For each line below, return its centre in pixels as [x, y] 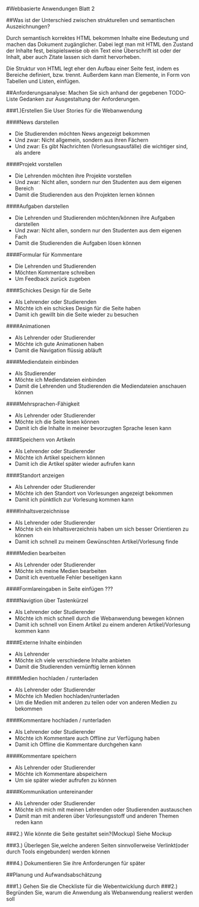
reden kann [29, 822]
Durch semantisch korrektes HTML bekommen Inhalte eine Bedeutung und [97, 38]
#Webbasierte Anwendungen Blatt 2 [50, 9]
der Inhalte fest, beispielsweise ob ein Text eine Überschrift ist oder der [94, 51]
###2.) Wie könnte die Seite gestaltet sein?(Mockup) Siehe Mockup [89, 834]
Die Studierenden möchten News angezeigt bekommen [82, 134]
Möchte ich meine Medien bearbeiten [61, 571]
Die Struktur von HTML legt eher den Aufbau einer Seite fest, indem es [93, 68]
